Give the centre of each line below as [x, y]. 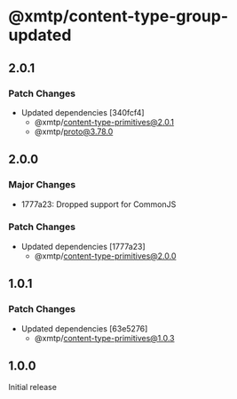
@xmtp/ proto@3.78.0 [74, 132]
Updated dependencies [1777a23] [83, 246]
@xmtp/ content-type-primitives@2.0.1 [104, 122]
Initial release [32, 387]
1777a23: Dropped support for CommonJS [99, 204]
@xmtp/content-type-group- [118, 16]
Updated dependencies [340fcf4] [83, 112]
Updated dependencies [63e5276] [84, 328]
